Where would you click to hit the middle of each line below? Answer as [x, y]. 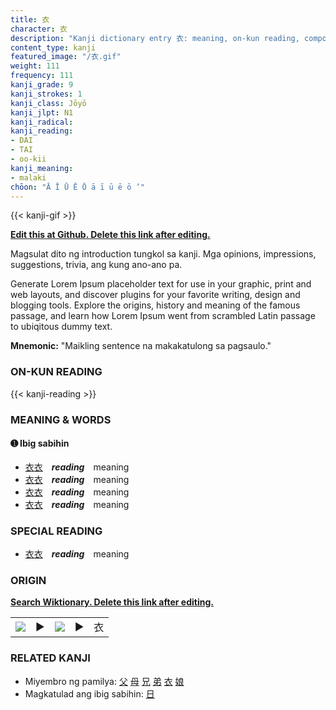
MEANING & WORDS [61, 419]
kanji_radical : [42, 122]
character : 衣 [39, 29]
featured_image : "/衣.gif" [66, 57]
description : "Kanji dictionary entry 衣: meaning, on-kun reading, [155, 38]
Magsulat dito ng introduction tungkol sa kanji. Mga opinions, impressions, [163, 254]
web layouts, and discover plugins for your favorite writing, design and [155, 295]
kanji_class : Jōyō [48, 103]
